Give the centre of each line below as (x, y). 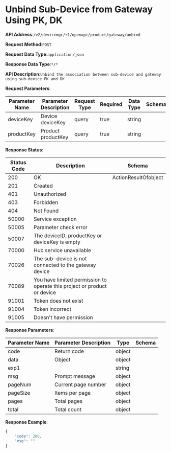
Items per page (73, 393)
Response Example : (27, 422)
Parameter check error (61, 227)
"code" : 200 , (28, 436)
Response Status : (24, 150)
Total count (68, 409)
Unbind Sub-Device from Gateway (79, 9)
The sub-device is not (60, 258)
